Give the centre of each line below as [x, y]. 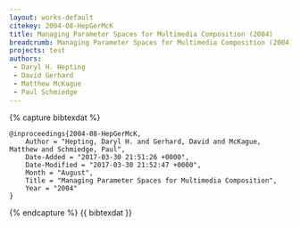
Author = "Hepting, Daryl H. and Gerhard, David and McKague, [143, 142]
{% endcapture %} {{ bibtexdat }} [71, 212]
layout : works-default [51, 17]
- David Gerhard [43, 76]
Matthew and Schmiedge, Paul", [67, 149]
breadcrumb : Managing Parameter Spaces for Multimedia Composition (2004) [151, 42]
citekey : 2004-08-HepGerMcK [62, 26]
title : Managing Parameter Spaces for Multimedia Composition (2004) [142, 34]
